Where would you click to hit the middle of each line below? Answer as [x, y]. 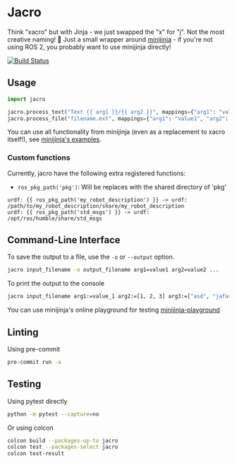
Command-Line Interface [64, 240]
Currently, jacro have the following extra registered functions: [96, 173]
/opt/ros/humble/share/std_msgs [55, 218]
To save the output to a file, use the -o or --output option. [91, 257]
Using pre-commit [34, 349]
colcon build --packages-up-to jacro [63, 440]
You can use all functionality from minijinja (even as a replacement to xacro [116, 132]
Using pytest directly [37, 401]
